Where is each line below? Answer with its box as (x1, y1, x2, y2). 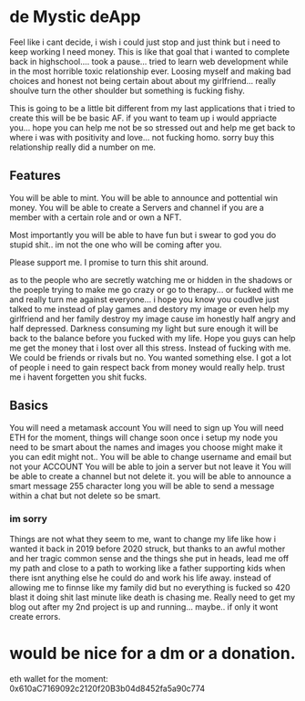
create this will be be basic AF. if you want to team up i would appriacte (9, 112, 278, 123)
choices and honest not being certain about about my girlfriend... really (9, 75, 276, 86)
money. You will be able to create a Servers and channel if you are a (9, 202, 264, 213)
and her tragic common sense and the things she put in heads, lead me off (9, 552, 290, 563)
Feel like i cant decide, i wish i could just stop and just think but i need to (9, 37, 280, 47)
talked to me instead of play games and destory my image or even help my (9, 303, 290, 314)
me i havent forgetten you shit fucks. (9, 371, 147, 382)
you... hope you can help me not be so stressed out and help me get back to (9, 121, 296, 133)
